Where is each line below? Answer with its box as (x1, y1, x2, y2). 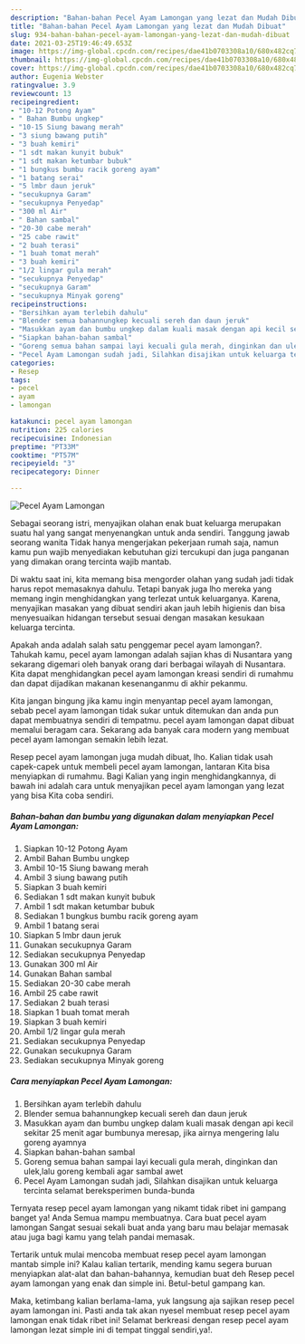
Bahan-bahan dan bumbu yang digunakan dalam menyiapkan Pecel (10, 811, 274, 821)
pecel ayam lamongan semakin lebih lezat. (10, 734, 168, 744)
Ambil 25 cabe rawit (23, 987, 99, 998)
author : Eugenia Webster (10, 72, 104, 82)
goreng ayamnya (23, 1137, 87, 1147)
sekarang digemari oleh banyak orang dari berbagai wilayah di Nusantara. (10, 658, 286, 669)
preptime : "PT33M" (10, 442, 80, 451)
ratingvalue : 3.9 (10, 81, 76, 90)
